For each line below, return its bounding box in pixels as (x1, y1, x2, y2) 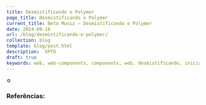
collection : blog (6, 37, 51, 43)
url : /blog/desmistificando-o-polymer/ (6, 32, 109, 38)
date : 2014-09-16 (6, 26, 51, 32)
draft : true (6, 54, 37, 60)
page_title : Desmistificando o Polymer (6, 15, 109, 21)
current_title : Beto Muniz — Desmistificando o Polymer (6, 20, 152, 26)
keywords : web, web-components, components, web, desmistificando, (6, 60, 183, 66)
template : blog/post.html (6, 43, 72, 49)
